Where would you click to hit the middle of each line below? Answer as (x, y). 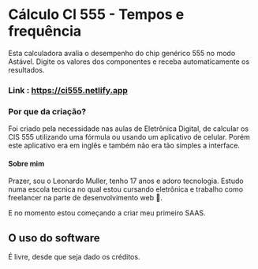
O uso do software (54, 238)
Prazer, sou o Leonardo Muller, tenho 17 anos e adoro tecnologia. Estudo (126, 181)
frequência (45, 31)
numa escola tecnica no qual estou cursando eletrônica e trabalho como (125, 189)
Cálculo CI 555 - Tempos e (96, 15)
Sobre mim (26, 163)
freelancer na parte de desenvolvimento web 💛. (86, 198)
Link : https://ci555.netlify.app (68, 90)
